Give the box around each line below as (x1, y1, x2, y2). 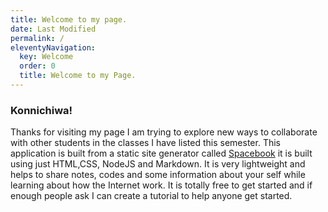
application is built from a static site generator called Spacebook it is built (10, 147, 313, 160)
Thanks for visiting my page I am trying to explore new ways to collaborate (10, 126, 318, 138)
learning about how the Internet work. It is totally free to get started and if (10, 179, 313, 191)
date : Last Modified (10, 24, 97, 34)
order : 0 (19, 61, 56, 71)
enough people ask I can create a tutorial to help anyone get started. (10, 190, 293, 202)
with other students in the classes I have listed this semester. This (10, 137, 281, 149)
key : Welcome (19, 52, 74, 62)
